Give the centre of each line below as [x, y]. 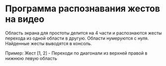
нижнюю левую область [31, 58]
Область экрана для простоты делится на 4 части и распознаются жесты [83, 33]
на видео [25, 19]
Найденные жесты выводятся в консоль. [48, 43]
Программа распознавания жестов [83, 9]
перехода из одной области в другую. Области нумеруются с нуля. [77, 38]
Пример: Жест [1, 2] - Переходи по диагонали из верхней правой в [76, 53]
